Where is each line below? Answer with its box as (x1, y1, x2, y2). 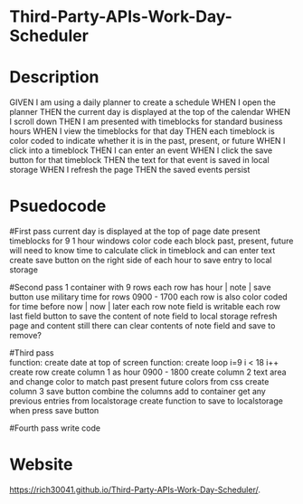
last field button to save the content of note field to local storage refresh (9, 310, 278, 322)
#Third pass (9, 347, 54, 358)
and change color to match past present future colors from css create (9, 376, 270, 387)
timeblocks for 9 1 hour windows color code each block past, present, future (9, 235, 294, 246)
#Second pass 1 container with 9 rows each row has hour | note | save (9, 282, 271, 293)
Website (9, 454, 73, 475)
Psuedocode (9, 196, 107, 216)
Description (9, 67, 99, 88)
